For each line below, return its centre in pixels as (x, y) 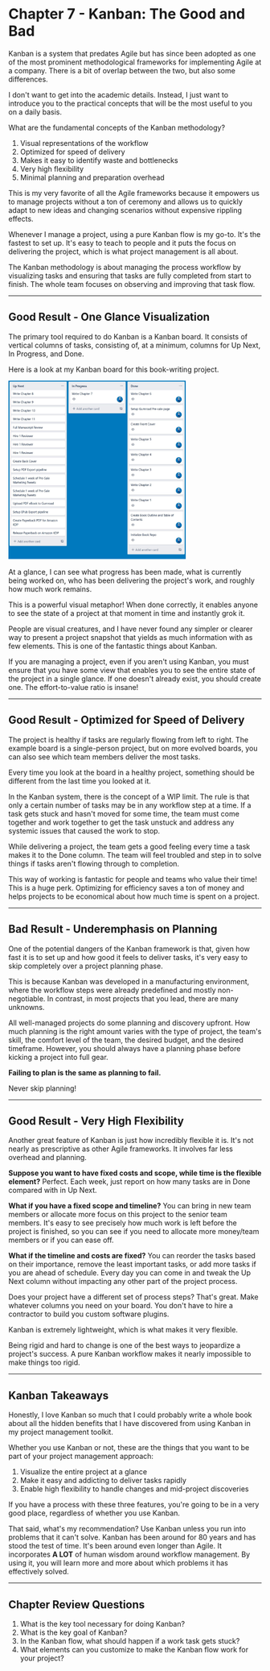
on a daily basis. (35, 112)
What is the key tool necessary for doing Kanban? (102, 1623)
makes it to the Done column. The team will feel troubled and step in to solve (135, 854)
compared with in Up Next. (53, 1191)
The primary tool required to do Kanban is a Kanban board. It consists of (128, 336)
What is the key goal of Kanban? (74, 1632)
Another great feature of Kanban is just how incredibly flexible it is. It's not (131, 1141)
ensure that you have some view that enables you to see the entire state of (132, 670)
